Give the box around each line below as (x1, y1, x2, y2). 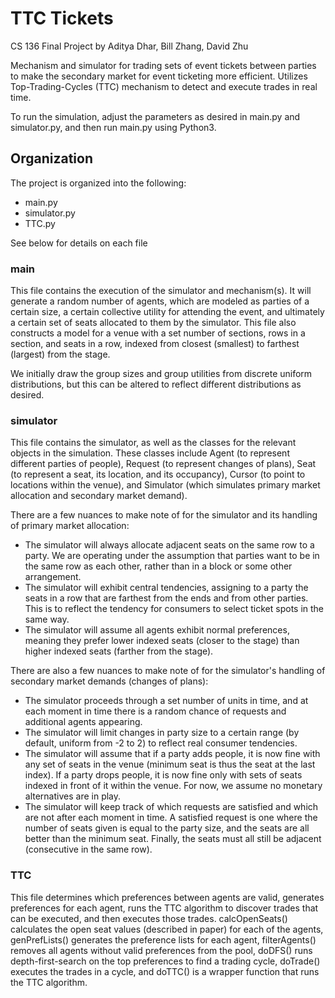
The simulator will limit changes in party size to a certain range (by (24, 727, 300, 739)
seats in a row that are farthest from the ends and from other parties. (24, 592, 309, 604)
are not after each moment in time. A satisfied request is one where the (24, 812, 318, 824)
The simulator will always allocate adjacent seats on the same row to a (24, 539, 315, 551)
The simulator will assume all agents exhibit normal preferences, (24, 624, 290, 636)
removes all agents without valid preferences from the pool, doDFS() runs (10, 944, 313, 956)
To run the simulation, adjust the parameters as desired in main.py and (10, 110, 301, 122)
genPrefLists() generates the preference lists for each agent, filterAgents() (10, 933, 317, 946)
